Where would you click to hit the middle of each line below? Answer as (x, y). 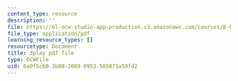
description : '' (31, 20)
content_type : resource (42, 14)
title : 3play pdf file (41, 54)
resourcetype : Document (42, 46)
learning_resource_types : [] (50, 40)
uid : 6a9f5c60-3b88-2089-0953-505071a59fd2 (73, 66)
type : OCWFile (28, 60)
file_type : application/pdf (49, 33)
